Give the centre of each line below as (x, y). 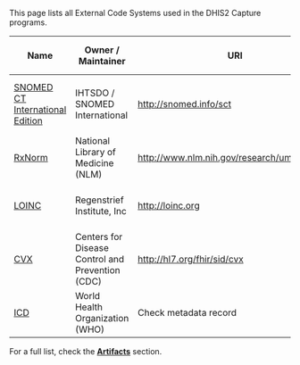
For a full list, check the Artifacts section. (86, 351)
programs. (28, 22)
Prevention (97, 270)
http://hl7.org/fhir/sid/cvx (190, 259)
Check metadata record (187, 313)
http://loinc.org (168, 206)
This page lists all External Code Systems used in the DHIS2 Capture (135, 13)
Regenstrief (99, 200)
